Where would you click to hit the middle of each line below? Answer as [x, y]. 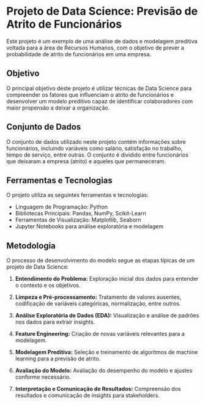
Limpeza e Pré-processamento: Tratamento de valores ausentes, [98, 297]
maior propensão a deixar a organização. [58, 108]
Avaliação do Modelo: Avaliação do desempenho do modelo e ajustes [104, 371]
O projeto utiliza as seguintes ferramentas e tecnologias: [77, 195]
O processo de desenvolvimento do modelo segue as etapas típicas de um [100, 261]
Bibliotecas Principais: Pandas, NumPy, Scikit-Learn [80, 214]
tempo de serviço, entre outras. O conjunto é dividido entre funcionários [97, 155]
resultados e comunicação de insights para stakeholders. [88, 395]
